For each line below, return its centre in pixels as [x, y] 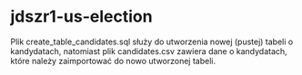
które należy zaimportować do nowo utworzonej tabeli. [113, 61]
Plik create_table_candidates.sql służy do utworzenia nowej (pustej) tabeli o [152, 42]
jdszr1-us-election [81, 17]
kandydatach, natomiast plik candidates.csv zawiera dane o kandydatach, [149, 51]
